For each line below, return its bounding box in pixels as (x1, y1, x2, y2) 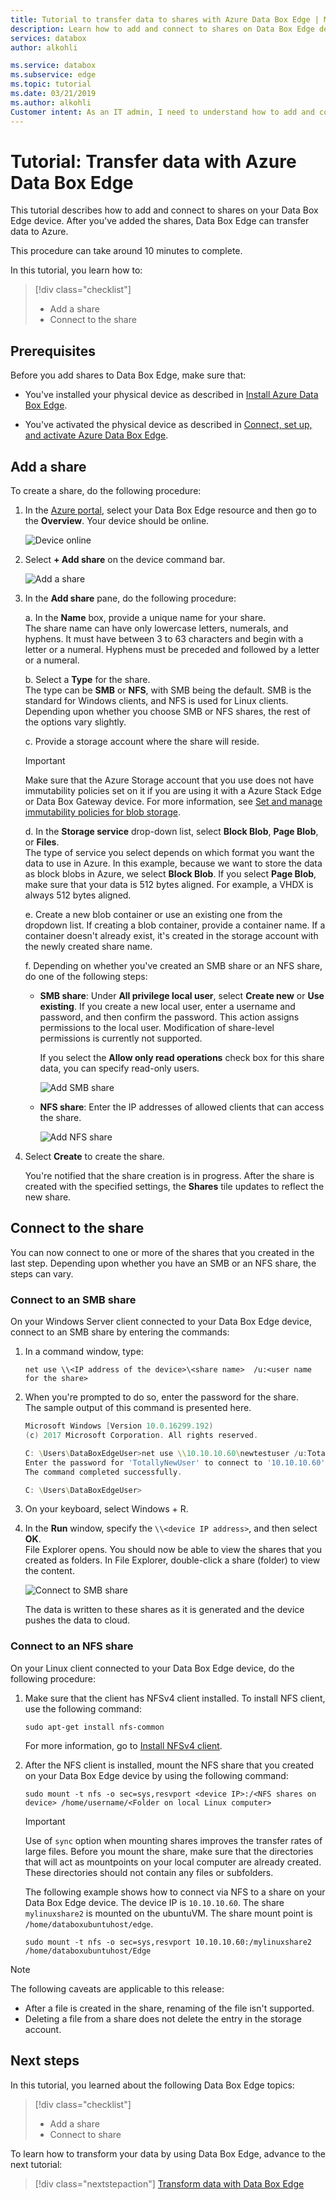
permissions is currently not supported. (39, 1032, 203, 1045)
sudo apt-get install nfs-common (24, 1722, 165, 1732)
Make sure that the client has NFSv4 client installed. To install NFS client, (24, 1692, 326, 1704)
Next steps (10, 2052, 80, 2070)
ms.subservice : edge (10, 70, 97, 80)
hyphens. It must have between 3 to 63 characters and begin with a (24, 633, 304, 645)
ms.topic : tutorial (10, 79, 92, 90)
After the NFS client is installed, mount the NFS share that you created (24, 1759, 315, 1771)
